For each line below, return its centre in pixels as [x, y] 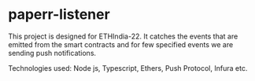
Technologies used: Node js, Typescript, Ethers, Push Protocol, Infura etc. [128, 68]
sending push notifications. [52, 53]
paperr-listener [59, 15]
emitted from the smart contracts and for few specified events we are [121, 44]
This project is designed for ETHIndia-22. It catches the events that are [123, 36]
